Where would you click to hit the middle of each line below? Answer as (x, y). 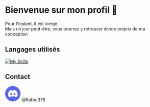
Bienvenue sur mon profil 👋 (61, 10)
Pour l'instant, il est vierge (31, 24)
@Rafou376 (33, 100)
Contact (18, 77)
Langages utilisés (33, 49)
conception (17, 34)
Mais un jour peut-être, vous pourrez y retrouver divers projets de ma (75, 28)
